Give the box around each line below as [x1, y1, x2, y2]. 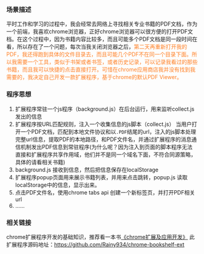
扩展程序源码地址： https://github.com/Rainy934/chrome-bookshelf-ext [6, 241, 185, 248]
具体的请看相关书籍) [15, 158, 66, 165]
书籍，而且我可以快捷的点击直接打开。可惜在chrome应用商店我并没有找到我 [6, 66, 196, 74]
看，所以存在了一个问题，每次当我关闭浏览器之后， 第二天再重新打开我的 [6, 43, 187, 50]
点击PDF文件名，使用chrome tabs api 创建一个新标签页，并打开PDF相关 [15, 188, 195, 196]
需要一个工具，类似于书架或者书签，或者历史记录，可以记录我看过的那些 [16, 58, 198, 66]
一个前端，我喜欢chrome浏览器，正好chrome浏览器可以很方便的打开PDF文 [6, 28, 193, 35]
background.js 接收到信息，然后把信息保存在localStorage [15, 166, 159, 173]
